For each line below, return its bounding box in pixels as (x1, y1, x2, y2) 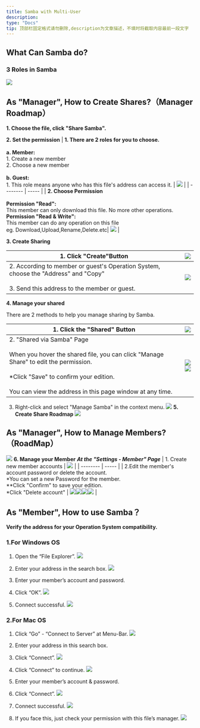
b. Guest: (6, 174, 30, 181)
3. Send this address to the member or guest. (9, 284, 136, 293)
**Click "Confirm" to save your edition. (6, 481, 103, 489)
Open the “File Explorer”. (14, 552, 76, 560)
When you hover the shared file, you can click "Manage (9, 350, 164, 358)
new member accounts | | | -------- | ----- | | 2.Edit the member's (6, 462, 174, 469)
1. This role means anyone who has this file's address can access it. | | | (6, 181, 189, 188)
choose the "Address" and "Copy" (9, 269, 105, 278)
